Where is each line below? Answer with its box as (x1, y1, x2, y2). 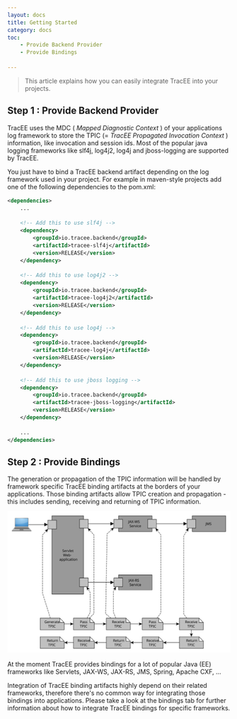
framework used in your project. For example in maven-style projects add (7, 174, 221, 184)
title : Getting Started (7, 18, 78, 26)
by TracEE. (7, 153, 39, 162)
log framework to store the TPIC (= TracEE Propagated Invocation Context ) (7, 131, 229, 140)
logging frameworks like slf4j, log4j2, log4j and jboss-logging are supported (7, 146, 229, 155)
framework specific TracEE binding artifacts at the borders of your (7, 482, 200, 491)
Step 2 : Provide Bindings (7, 456, 120, 468)
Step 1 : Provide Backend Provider (7, 105, 159, 117)
